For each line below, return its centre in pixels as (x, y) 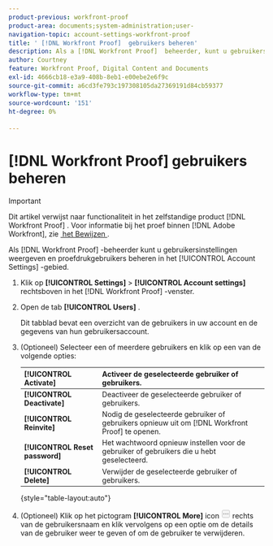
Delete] (37, 480)
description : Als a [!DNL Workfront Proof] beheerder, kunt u (118, 52)
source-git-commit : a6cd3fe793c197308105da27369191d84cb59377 (116, 85)
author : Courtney (38, 60)
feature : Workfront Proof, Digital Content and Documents (108, 69)
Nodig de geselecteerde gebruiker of (164, 414)
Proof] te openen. (131, 431)
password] (43, 456)
